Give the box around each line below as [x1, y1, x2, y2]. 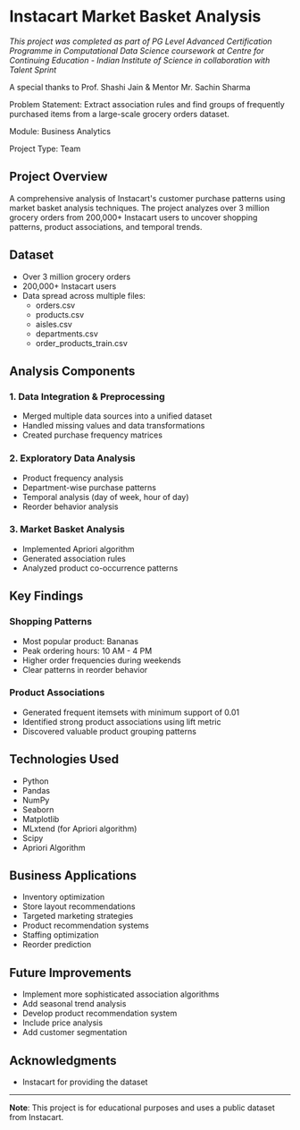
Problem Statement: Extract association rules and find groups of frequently [9, 98, 286, 109]
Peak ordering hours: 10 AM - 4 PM [21, 645, 153, 656]
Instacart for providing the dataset [21, 1076, 148, 1088]
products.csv [35, 309, 85, 319]
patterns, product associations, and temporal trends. [9, 221, 203, 232]
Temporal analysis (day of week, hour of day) [21, 491, 189, 502]
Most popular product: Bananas [21, 635, 139, 646]
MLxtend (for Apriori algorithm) [21, 823, 137, 834]
